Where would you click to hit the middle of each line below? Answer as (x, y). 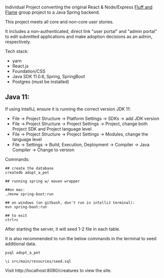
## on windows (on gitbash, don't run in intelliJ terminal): (70, 203)
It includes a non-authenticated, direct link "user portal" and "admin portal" (81, 31)
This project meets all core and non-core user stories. (59, 22)
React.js (20, 66)
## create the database (29, 168)
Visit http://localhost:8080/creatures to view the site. (58, 270)
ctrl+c (12, 220)
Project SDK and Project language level (52, 129)
